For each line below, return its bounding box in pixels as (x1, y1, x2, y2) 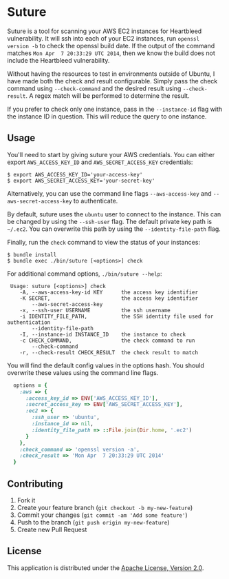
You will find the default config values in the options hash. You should (7, 361, 205, 369)
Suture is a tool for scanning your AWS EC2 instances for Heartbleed (7, 27, 202, 35)
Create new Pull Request (17, 525, 87, 534)
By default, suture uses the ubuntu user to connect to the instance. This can (7, 210, 221, 218)
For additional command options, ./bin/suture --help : (7, 270, 163, 278)
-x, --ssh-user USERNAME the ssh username (19, 307, 171, 314)
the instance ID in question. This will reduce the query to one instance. (7, 112, 207, 121)
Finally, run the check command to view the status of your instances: (7, 238, 201, 246)
